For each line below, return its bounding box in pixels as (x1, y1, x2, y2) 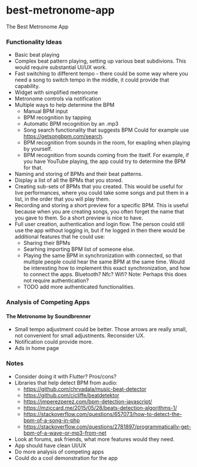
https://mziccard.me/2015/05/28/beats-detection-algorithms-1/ (23, 404, 178, 411)
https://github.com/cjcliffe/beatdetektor (23, 391, 119, 399)
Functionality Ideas (6, 38, 62, 46)
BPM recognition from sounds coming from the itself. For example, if (23, 152, 189, 159)
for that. (23, 164, 43, 171)
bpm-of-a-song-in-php (23, 417, 80, 424)
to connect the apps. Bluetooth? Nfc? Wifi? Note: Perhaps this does (23, 271, 187, 278)
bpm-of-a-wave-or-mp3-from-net (23, 429, 107, 436)
